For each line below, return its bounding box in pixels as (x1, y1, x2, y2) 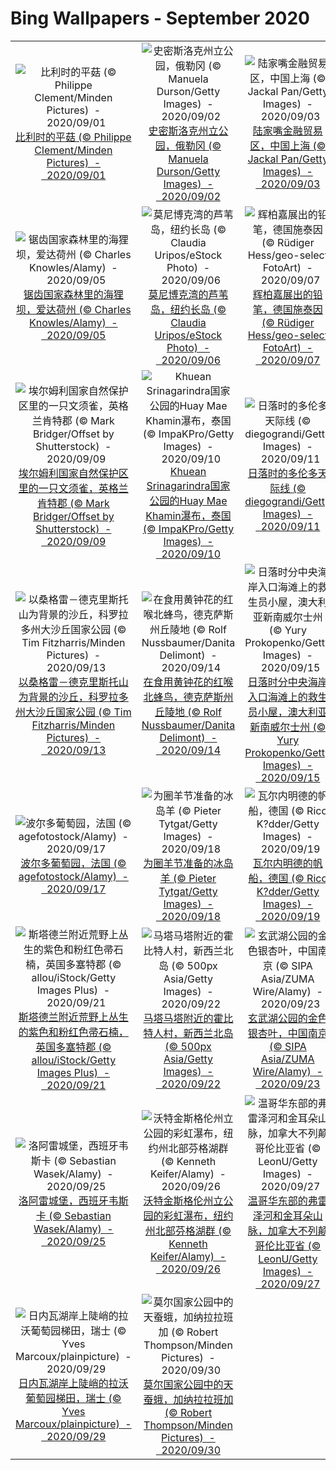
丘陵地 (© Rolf (154, 705, 222, 719)
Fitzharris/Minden (31, 718, 116, 732)
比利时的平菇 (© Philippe (15, 130, 132, 144)
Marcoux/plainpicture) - (15, 1417, 132, 1431)
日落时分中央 (247, 675, 308, 689)
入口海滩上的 (247, 690, 308, 704)
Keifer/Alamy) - (150, 1249, 227, 1263)
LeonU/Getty (258, 1252, 318, 1266)
